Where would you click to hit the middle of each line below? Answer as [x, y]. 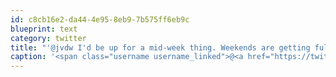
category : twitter [48, 38]
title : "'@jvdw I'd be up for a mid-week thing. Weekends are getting [160, 47]
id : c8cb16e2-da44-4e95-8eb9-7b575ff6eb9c [100, 19]
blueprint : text [44, 29]
